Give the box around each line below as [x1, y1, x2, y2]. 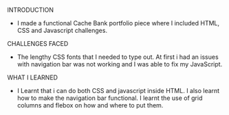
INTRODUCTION [7, 6, 54, 14]
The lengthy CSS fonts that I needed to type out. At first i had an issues [17, 53, 219, 61]
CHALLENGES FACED [7, 40, 69, 47]
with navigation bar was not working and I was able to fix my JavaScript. [17, 60, 223, 68]
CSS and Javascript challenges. [17, 27, 108, 34]
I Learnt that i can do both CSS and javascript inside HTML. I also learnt [17, 87, 220, 94]
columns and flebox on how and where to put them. [17, 101, 164, 109]
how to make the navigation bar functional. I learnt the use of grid [17, 94, 203, 102]
